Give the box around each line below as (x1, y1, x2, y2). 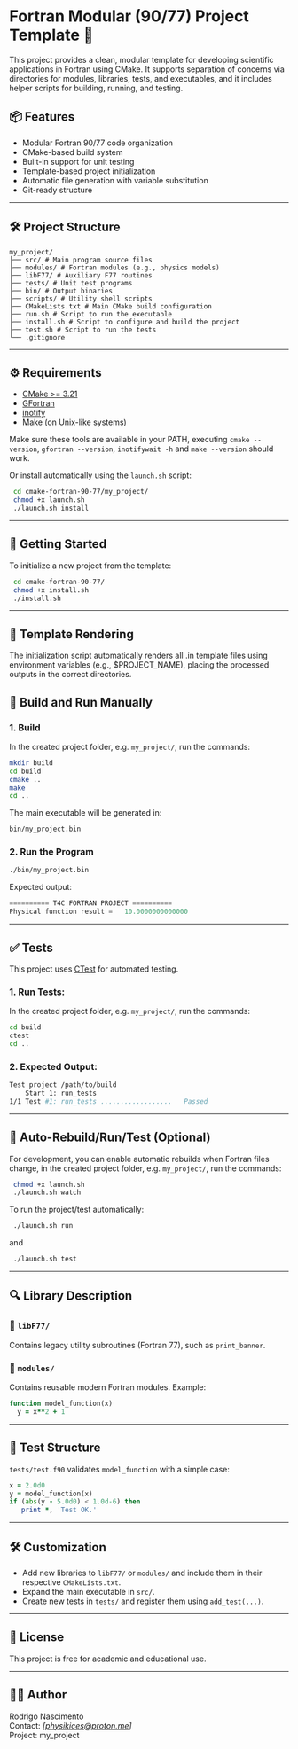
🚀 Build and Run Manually (9, 694, 153, 710)
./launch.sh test (12, 1254, 77, 1264)
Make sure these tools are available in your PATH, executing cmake (9, 434, 250, 445)
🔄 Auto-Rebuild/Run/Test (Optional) (9, 1130, 211, 1145)
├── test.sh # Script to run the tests (9, 325, 157, 334)
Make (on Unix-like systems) (21, 417, 127, 427)
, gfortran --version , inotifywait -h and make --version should (36, 443, 274, 454)
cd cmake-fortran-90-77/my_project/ (12, 488, 149, 496)
